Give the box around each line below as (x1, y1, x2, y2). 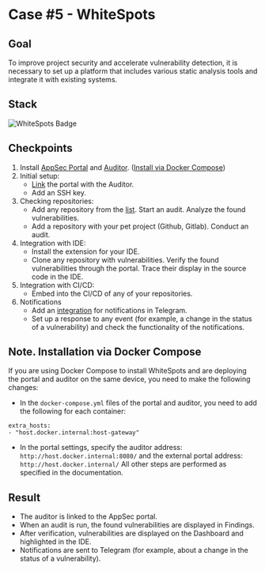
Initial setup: (19, 171, 60, 180)
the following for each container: (19, 407, 127, 416)
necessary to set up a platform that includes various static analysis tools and (8, 66, 258, 76)
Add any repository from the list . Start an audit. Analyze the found (31, 204, 246, 214)
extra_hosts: (8, 422, 51, 430)
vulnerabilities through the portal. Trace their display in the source (31, 263, 247, 273)
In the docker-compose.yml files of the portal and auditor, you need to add (19, 398, 257, 408)
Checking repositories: (19, 196, 94, 206)
